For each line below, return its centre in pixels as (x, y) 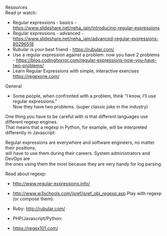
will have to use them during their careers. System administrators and (78, 153)
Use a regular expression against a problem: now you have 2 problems (86, 55)
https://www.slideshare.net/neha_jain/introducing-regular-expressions (86, 28)
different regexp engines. (32, 122)
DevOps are (18, 159)
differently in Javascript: (31, 133)
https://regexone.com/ (36, 76)
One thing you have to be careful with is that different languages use (77, 116)
